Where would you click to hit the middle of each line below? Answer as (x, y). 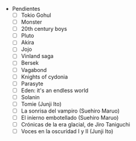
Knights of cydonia (44, 77)
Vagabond (34, 70)
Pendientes (26, 9)
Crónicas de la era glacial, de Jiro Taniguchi (76, 124)
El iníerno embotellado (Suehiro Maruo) (70, 117)
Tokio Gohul (36, 15)
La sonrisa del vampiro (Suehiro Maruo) (70, 111)
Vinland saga (37, 56)
